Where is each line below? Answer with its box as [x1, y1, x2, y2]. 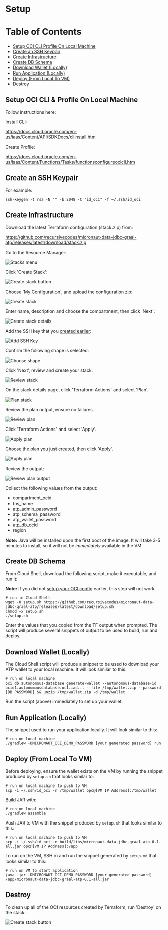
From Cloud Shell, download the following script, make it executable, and [5, 570, 157, 577]
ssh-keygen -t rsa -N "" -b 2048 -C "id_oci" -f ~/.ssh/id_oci [5, 197, 141, 202]
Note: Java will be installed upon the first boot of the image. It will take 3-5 [5, 537, 160, 543]
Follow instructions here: [5, 109, 57, 115]
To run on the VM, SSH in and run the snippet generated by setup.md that [5, 852, 157, 859]
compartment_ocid [12, 495, 52, 501]
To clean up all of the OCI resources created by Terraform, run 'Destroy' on [5, 904, 161, 910]
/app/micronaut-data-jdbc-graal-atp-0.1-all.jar [5, 877, 109, 882]
